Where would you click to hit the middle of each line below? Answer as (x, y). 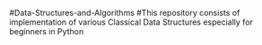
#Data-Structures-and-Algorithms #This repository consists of (125, 13)
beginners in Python (47, 31)
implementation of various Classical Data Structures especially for (131, 22)
